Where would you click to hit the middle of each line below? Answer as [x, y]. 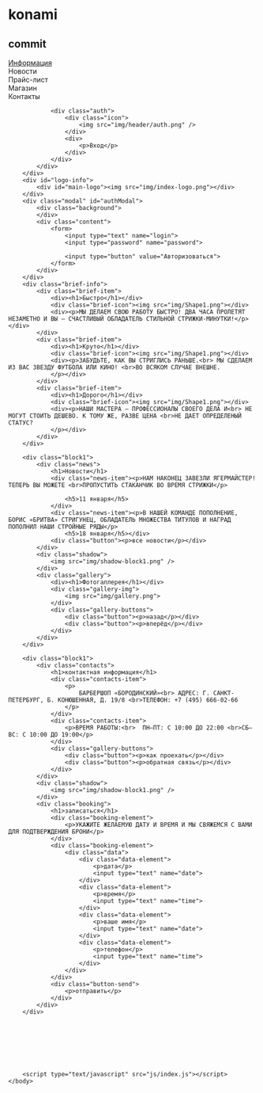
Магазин [23, 88]
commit [27, 44]
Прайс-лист [28, 80]
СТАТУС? [21, 423]
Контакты [24, 96]
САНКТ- [224, 693]
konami [33, 15]
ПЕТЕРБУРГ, [26, 700]
